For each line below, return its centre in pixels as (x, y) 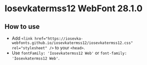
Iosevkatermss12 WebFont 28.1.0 (74, 9)
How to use (22, 27)
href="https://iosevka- (59, 39)
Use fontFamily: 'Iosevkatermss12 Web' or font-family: (69, 53)
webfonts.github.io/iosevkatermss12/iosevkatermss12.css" (72, 43)
